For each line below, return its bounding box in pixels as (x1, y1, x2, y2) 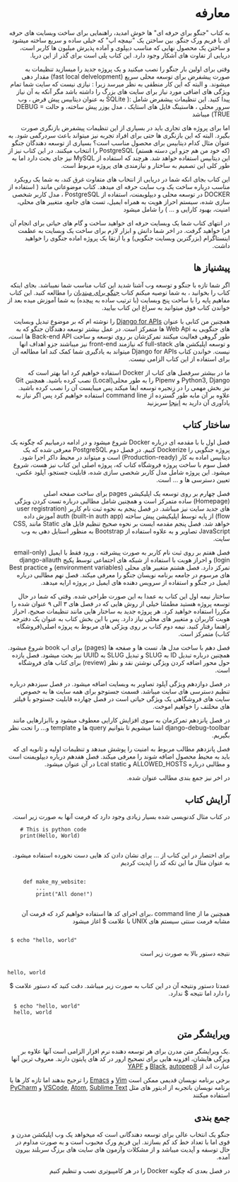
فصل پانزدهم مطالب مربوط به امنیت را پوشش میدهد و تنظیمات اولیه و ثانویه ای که (13, 744, 230, 753)
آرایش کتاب (184, 793, 230, 805)
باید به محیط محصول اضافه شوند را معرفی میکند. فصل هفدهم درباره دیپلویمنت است (8, 752, 230, 761)
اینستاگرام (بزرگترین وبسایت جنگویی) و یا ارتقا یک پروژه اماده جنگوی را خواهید (24, 234, 230, 242)
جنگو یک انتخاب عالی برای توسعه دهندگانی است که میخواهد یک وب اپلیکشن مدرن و (11, 1130, 230, 1138)
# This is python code (20, 826, 87, 834)
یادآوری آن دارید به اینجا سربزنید (146, 398, 230, 407)
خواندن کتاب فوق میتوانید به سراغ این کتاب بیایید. (101, 303, 230, 312)
